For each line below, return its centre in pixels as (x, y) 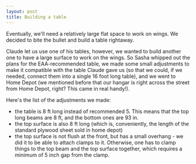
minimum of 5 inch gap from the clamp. (62, 155)
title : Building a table (36, 17)
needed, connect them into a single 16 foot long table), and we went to (91, 76)
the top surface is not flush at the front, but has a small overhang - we (99, 136)
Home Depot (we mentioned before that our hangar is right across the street (98, 82)
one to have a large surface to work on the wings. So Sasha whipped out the (98, 57)
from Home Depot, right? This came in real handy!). (68, 88)
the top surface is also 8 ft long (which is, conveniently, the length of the (102, 124)
